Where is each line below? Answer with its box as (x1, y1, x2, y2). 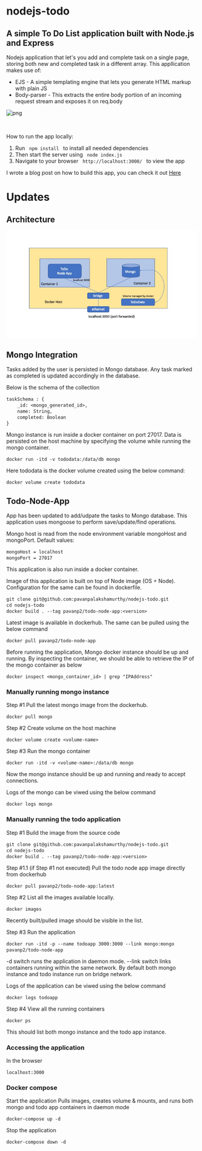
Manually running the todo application (6, 815, 121, 824)
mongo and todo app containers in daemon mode (6, 1104, 130, 1111)
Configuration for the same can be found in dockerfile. (6, 584, 142, 591)
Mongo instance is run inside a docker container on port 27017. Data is (6, 431, 182, 439)
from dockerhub (6, 870, 47, 878)
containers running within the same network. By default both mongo (6, 964, 177, 971)
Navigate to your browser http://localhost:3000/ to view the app (15, 157, 185, 165)
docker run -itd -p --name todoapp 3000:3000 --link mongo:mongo (6, 941, 174, 947)
